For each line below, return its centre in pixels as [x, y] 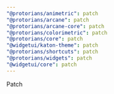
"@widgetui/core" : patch [42, 64]
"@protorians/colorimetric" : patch [57, 33]
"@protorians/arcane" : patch [48, 20]
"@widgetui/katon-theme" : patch [52, 45]
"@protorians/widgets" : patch [49, 58]
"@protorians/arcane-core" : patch [56, 26]
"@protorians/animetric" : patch [52, 13]
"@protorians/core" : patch [45, 39]
